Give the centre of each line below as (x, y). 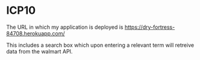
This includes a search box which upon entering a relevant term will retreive (100, 45)
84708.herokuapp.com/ (36, 33)
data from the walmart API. (39, 51)
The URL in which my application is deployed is (65, 27)
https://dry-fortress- (150, 27)
